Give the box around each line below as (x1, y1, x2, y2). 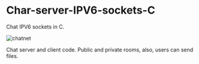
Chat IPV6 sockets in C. (6, 23, 65, 30)
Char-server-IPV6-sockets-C (6, 4, 156, 17)
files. (6, 52, 19, 59)
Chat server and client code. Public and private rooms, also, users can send (6, 46, 194, 53)
